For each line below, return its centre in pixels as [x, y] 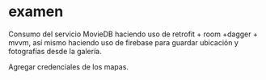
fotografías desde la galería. [55, 51]
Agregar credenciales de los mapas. [69, 66]
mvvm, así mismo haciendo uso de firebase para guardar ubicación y [123, 42]
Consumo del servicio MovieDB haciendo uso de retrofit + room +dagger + [133, 34]
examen [36, 12]
